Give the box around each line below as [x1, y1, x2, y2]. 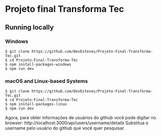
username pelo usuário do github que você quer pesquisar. [5, 125, 126, 131]
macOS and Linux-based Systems [5, 77, 88, 84]
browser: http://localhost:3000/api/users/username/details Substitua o [5, 120, 149, 126]
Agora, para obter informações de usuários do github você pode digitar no [5, 115, 157, 121]
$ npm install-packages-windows [5, 62, 71, 67]
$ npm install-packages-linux [5, 102, 67, 107]
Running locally [5, 23, 54, 32]
